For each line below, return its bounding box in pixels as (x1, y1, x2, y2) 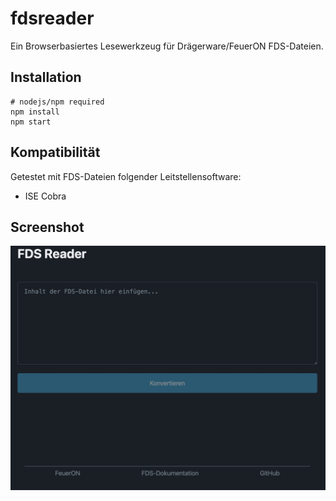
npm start (10, 117, 52, 127)
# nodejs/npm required (10, 97, 105, 107)
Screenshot (10, 218, 85, 236)
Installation (10, 69, 82, 86)
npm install (10, 107, 60, 117)
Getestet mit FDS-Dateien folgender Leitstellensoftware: (10, 170, 242, 182)
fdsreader (10, 7, 95, 30)
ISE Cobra (24, 190, 67, 202)
